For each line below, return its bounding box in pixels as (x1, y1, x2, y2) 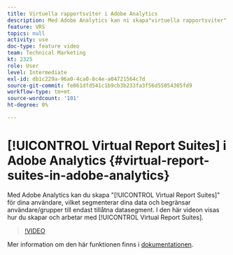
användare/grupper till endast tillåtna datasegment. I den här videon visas (7, 205, 220, 214)
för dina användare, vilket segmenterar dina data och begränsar (7, 198, 191, 207)
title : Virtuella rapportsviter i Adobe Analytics (7, 10, 158, 18)
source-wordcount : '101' (7, 95, 80, 102)
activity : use (7, 36, 49, 43)
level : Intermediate (7, 69, 68, 76)
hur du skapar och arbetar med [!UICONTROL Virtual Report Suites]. (7, 213, 204, 221)
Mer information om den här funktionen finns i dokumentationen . (7, 240, 194, 249)
